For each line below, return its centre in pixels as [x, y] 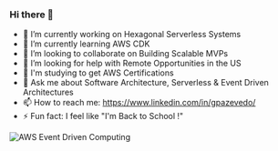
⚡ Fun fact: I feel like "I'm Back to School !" [103, 116]
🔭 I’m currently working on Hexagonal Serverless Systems [132, 35]
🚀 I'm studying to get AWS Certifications [98, 73]
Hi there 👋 [32, 15]
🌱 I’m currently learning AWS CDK [86, 44]
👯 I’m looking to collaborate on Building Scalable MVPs [125, 54]
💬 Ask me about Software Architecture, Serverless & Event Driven [145, 83]
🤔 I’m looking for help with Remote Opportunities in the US [132, 64]
